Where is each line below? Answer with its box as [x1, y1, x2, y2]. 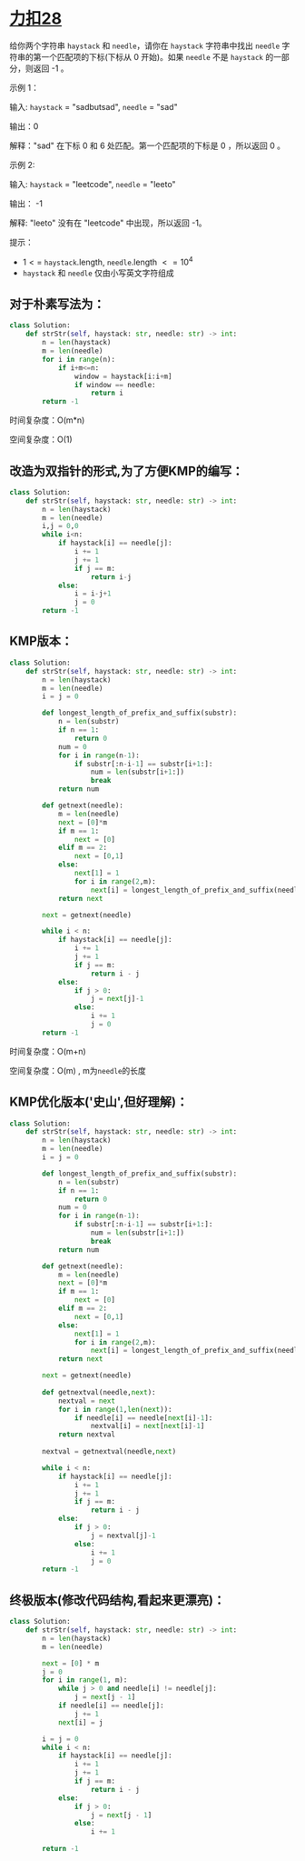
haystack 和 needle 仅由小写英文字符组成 [22, 267, 174, 278]
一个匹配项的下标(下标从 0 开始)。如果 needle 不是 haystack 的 [40, 51, 274, 62]
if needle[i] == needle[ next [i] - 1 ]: [74, 1413, 213, 1423]
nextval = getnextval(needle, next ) [42, 1447, 177, 1456]
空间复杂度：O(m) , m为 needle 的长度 [9, 1065, 147, 1076]
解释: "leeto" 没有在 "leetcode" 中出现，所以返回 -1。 [9, 217, 207, 228]
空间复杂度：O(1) [9, 434, 73, 445]
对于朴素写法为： [9, 296, 105, 312]
